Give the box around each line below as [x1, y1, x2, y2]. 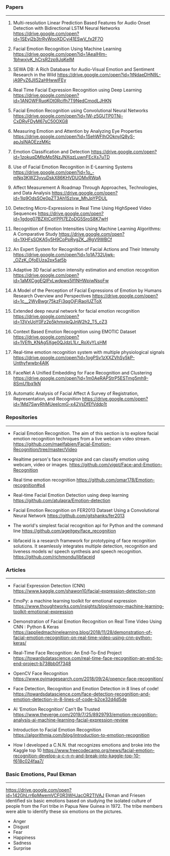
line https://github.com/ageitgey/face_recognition [13, 528, 117, 534]
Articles [6, 566, 26, 573]
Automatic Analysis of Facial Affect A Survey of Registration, [13, 390, 139, 396]
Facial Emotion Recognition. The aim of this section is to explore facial [13, 430, 159, 436]
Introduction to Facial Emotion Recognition [13, 726, 101, 733]
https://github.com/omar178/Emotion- [76, 476, 155, 482]
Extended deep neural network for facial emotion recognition [13, 308, 140, 314]
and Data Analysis [13, 190, 51, 196]
